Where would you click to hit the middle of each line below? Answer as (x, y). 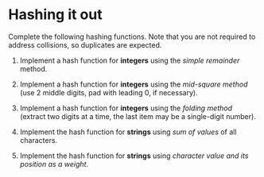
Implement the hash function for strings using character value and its (134, 156)
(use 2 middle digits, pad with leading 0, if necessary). (109, 92)
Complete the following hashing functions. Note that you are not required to (132, 37)
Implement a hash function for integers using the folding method (126, 108)
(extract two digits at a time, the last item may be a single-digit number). (138, 116)
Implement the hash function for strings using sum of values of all (128, 132)
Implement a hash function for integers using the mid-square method (134, 84)
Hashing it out (55, 15)
